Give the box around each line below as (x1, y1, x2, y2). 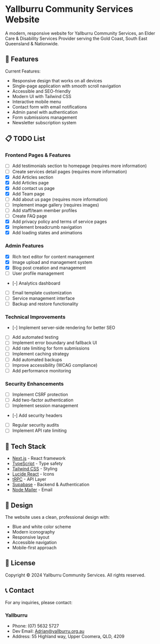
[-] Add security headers (12, 413, 63, 419)
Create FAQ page (12, 213, 47, 219)
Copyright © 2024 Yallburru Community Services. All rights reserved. (5, 572, 146, 578)
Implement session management (12, 403, 79, 409)
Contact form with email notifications (12, 104, 87, 109)
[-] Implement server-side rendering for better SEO (12, 324, 115, 331)
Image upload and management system (12, 259, 92, 265)
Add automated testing (12, 334, 59, 340)
